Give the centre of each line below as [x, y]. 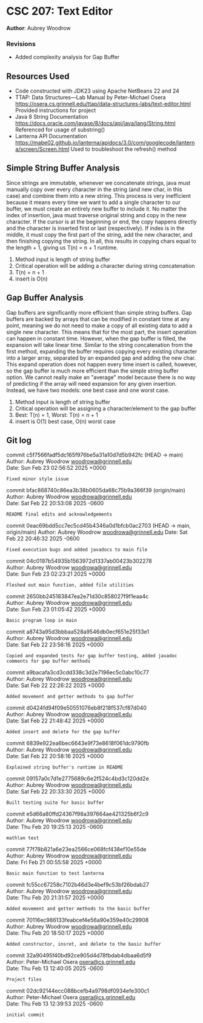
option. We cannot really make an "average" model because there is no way [101, 377]
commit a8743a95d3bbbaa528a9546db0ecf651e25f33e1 [78, 632]
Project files [24, 980]
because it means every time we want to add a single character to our [93, 202]
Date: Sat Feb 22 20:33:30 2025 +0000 [56, 792]
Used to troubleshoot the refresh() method [124, 149]
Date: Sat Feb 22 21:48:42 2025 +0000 [55, 721]
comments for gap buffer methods [48, 662]
